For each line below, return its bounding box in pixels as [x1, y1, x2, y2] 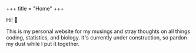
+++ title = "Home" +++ [6, 5, 64, 12]
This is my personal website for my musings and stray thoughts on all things [6, 28, 191, 35]
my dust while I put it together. [6, 41, 80, 47]
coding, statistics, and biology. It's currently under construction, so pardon [6, 34, 187, 41]
